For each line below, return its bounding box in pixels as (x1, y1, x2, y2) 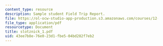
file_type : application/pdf (5, 20, 62, 25)
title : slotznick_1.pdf (5, 29, 53, 34)
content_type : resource (5, 7, 53, 12)
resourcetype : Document (5, 25, 53, 30)
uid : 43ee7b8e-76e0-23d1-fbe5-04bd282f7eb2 (5, 34, 95, 39)
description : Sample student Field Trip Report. (5, 11, 105, 16)
